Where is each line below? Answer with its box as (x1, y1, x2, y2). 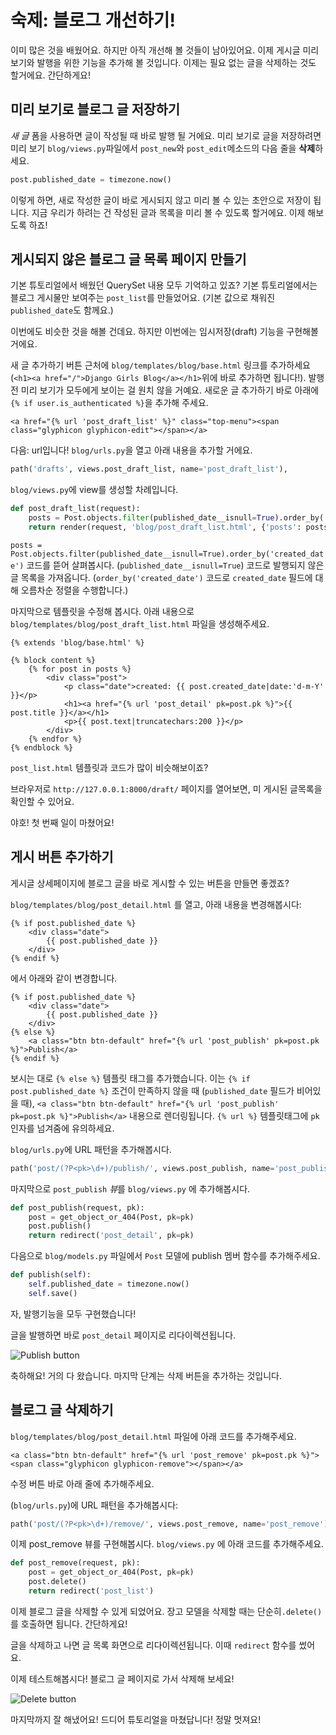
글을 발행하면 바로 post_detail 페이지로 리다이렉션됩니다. (10, 1329, 237, 1341)
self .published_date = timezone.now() (28, 1279, 190, 1289)
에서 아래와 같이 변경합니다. (10, 972, 118, 984)
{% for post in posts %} (28, 664, 132, 674)
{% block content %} (10, 655, 97, 665)
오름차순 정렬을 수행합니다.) (20, 584, 129, 596)
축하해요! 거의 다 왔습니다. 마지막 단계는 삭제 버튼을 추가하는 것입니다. (10, 1369, 282, 1381)
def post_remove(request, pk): (10, 1558, 141, 1568)
